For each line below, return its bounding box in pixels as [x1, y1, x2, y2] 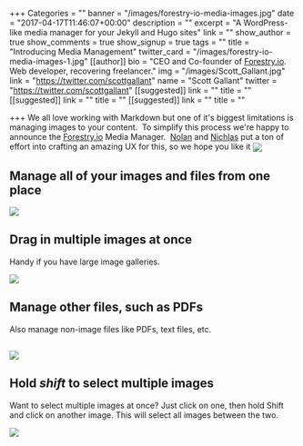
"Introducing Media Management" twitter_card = [9, 46, 191, 57]
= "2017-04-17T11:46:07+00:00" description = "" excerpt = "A [9, 17, 242, 28]
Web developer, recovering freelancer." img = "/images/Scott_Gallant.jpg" [9, 65, 286, 76]
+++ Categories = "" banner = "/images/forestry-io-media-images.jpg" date [9, 8, 295, 18]
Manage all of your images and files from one [9, 168, 271, 183]
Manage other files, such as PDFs [9, 300, 204, 315]
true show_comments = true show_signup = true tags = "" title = [9, 36, 250, 47]
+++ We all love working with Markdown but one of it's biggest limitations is [9, 113, 294, 123]
